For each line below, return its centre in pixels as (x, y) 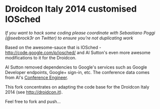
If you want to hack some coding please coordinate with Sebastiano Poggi (80, 33)
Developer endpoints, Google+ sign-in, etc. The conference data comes (77, 72)
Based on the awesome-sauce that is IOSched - (53, 47)
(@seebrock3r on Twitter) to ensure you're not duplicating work (69, 38)
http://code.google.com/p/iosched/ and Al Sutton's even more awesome (78, 53)
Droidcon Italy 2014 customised (71, 9)
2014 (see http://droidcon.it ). (34, 92)
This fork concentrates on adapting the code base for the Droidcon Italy (77, 87)
